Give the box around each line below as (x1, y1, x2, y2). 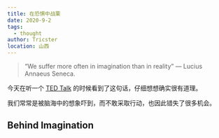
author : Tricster (7, 36, 58, 43)
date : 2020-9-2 (7, 17, 52, 24)
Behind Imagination (7, 120, 94, 132)
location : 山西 (7, 43, 50, 50)
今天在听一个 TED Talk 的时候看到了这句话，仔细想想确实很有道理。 (7, 84, 202, 92)
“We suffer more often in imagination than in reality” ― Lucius (24, 62, 203, 70)
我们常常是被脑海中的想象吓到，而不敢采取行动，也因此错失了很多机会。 (7, 99, 216, 107)
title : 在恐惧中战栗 (7, 10, 61, 18)
